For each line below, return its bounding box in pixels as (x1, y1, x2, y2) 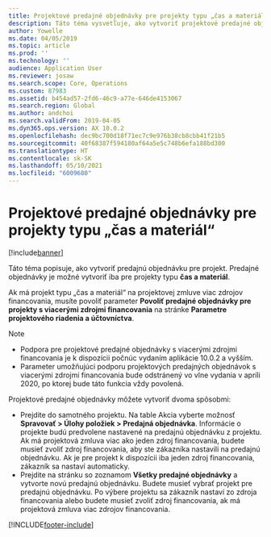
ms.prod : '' (8, 49, 48, 57)
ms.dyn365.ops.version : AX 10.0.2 (8, 124, 125, 132)
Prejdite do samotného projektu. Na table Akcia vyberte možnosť (19, 410, 236, 419)
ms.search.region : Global (8, 102, 95, 110)
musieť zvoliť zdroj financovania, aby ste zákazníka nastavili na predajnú (19, 444, 261, 454)
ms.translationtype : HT (8, 147, 89, 155)
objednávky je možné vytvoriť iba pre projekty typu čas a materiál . (8, 272, 231, 281)
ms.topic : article (8, 42, 70, 50)
